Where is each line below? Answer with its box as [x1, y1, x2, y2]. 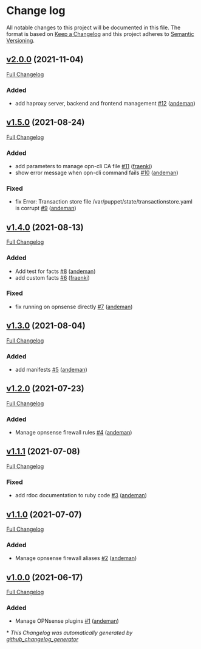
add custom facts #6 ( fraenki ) [15, 274, 90, 281]
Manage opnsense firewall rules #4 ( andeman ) [15, 429, 132, 436]
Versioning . [6, 37, 35, 44]
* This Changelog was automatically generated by [6, 629, 133, 637]
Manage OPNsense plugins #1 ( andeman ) [15, 617, 120, 625]
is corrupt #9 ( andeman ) [15, 205, 77, 212]
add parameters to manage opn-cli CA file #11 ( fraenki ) [15, 163, 153, 170]
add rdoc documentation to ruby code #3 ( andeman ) [15, 492, 148, 499]
